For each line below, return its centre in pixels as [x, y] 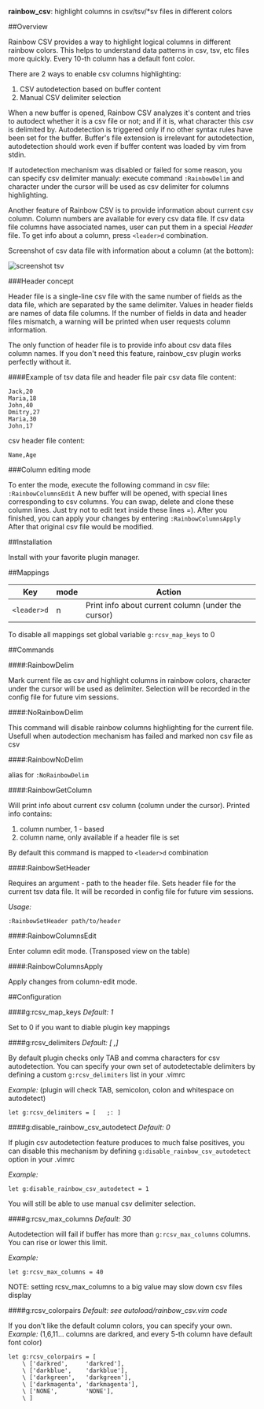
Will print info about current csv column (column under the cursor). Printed [129, 805]
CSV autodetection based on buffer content [90, 89]
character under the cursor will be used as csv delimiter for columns [119, 187]
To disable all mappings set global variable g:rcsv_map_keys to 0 [112, 634]
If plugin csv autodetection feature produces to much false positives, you [126, 1142]
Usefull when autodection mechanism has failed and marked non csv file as [130, 736]
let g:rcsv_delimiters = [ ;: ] [65, 1113]
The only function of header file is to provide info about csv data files [120, 345]
